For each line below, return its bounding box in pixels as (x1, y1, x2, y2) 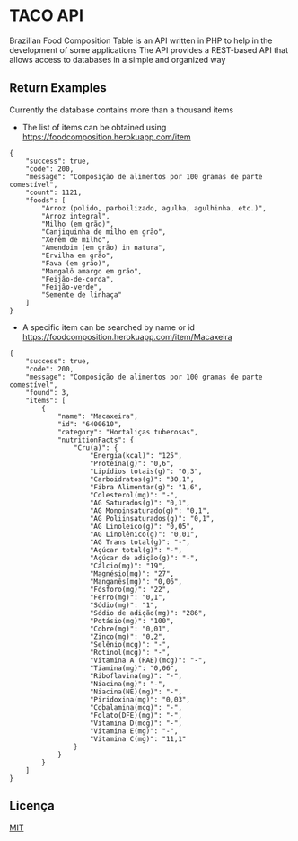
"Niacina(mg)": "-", (89, 679, 167, 688)
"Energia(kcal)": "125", (89, 451, 182, 460)
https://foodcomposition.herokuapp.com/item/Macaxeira (22, 331, 232, 342)
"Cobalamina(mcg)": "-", (89, 702, 182, 711)
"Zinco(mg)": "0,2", (89, 631, 167, 641)
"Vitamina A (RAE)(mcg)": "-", (89, 656, 206, 665)
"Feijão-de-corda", (41, 274, 115, 283)
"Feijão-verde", (41, 282, 102, 291)
